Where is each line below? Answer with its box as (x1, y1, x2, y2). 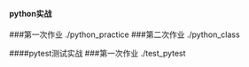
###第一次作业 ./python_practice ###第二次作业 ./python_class (9, 29, 241, 40)
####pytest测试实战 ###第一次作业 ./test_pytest (9, 48, 186, 59)
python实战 (9, 8, 52, 19)
